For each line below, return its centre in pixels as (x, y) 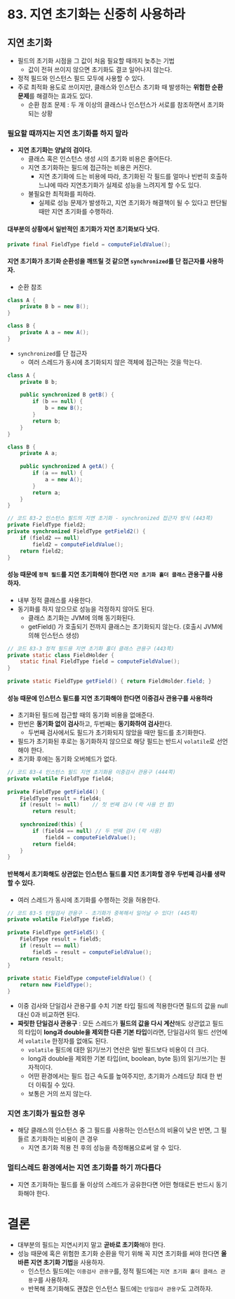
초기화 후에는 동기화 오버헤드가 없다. (67, 759)
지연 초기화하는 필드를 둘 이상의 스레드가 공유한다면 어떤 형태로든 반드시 (116, 1184)
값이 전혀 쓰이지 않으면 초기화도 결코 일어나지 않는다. (100, 70)
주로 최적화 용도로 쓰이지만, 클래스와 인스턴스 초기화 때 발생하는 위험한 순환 (120, 87)
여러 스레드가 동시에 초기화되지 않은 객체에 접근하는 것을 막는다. (115, 362)
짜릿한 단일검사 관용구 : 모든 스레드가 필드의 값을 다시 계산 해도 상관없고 (114, 1023)
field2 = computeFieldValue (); (78, 544)
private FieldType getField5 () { (56, 933)
